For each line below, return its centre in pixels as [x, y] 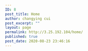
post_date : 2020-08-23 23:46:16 [37, 41]
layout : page [18, 28]
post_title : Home [22, 14]
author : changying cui [28, 18]
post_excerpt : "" [22, 23]
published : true [21, 37]
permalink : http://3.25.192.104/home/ [44, 32]
